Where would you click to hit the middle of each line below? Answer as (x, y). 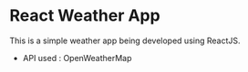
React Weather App (85, 16)
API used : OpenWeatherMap (77, 58)
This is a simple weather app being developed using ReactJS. (125, 40)
